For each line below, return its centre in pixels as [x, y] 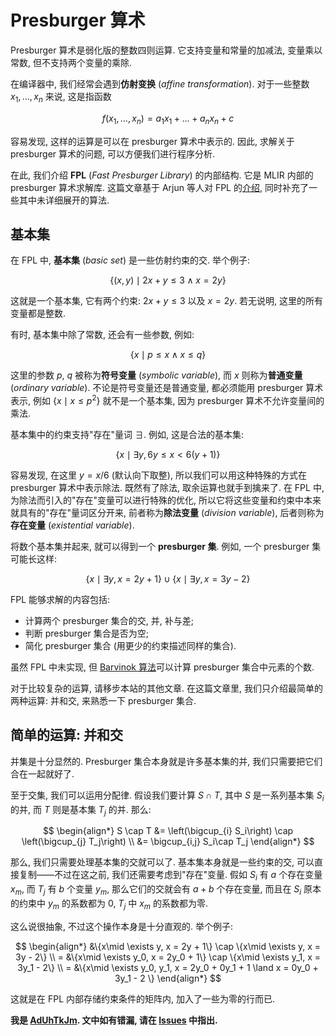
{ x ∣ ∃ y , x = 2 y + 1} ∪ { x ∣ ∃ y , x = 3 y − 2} [168, 579]
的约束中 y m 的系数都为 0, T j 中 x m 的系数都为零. [109, 904]
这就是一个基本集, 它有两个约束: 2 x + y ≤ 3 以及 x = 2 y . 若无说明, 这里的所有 [167, 301]
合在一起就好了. [42, 773]
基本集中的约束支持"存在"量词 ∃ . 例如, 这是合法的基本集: [127, 434]
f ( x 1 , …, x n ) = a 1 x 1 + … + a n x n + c [168, 119]
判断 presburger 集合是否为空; [86, 633]
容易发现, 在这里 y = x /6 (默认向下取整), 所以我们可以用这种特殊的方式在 [158, 475]
